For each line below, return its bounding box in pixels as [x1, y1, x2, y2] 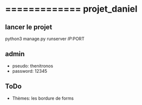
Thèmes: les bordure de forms [12, 95, 74, 101]
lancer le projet [5, 23, 53, 31]
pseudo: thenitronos [12, 63, 53, 69]
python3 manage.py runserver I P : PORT [5, 36, 85, 42]
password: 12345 [12, 68, 48, 74]
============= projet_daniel [5, 3, 138, 15]
